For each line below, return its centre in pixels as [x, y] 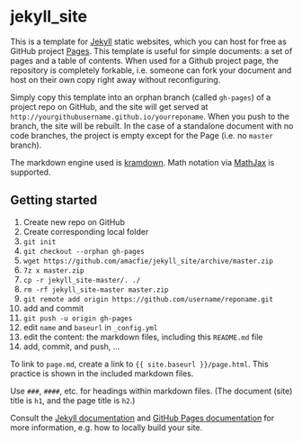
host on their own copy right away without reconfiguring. [115, 79]
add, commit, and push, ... [71, 346]
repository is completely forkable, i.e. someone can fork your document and [151, 70]
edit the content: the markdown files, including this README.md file [143, 337]
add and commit [53, 308]
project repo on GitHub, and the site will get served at [109, 106]
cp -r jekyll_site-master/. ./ [82, 280]
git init [40, 242]
